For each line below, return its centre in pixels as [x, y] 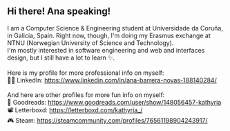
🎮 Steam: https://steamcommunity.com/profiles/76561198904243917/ [108, 120]
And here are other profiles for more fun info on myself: [86, 95]
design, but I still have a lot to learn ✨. [61, 58]
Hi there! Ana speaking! [59, 11]
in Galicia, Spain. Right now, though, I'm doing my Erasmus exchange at [109, 35]
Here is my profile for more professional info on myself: [86, 73]
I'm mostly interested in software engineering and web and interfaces [106, 50]
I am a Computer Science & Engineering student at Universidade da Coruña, [115, 28]
